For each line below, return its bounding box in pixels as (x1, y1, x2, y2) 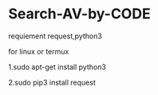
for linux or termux (8, 46, 69, 56)
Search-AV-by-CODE (8, 5, 151, 23)
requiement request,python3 (8, 31, 102, 41)
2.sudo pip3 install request (8, 77, 96, 87)
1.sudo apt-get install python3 (8, 61, 106, 72)
